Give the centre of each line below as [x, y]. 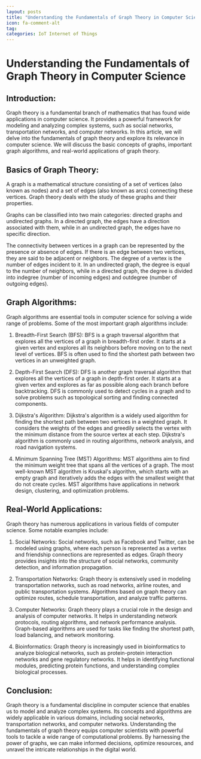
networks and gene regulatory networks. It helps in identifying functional [104, 659]
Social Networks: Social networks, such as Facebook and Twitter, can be [104, 542]
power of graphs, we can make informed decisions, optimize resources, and [100, 743]
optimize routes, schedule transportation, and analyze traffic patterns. [101, 598]
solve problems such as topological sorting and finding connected [96, 397]
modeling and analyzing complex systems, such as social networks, [90, 126]
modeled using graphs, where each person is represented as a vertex [100, 548]
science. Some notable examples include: [57, 530]
